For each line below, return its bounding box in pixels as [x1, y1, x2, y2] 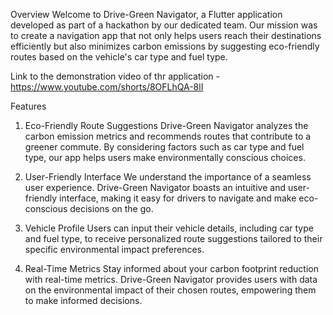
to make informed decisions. [24, 295, 143, 306]
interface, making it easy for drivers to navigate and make [59, 192, 297, 204]
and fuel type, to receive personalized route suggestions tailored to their [24, 233, 323, 244]
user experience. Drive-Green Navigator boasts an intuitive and [24, 182, 286, 193]
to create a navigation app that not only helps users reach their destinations [10, 30, 322, 41]
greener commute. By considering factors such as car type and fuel [24, 141, 305, 153]
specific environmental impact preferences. [24, 244, 205, 255]
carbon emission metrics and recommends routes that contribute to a [24, 130, 312, 142]
